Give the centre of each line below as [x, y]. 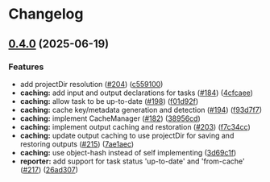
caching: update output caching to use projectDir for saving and [127, 135]
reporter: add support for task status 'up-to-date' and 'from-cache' [132, 161]
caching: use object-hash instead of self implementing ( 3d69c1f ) [128, 152]
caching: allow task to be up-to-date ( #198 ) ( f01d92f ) [109, 101]
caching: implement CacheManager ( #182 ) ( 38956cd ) [110, 118]
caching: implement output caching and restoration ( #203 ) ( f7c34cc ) [135, 126]
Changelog [46, 14]
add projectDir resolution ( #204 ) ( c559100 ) [91, 84]
